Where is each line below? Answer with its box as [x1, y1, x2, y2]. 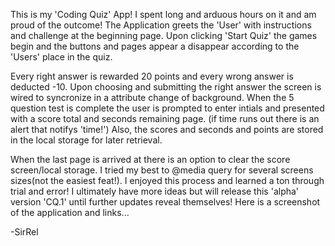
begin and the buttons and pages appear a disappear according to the [10, 40, 300, 52]
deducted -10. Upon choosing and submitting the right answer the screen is [10, 81, 322, 93]
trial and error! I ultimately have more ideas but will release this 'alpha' [10, 185, 300, 197]
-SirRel [10, 226, 39, 238]
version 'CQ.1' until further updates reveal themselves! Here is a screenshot [10, 196, 321, 208]
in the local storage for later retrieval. [10, 134, 163, 146]
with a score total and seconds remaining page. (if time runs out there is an [10, 113, 320, 124]
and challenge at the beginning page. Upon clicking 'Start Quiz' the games [10, 30, 318, 41]
